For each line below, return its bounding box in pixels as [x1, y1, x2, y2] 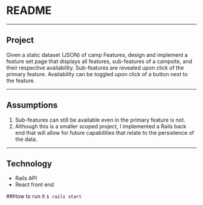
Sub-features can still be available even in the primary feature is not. [14, 116, 185, 123]
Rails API [14, 175, 37, 182]
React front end [14, 181, 54, 188]
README [6, 4, 52, 18]
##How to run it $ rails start [6, 193, 82, 200]
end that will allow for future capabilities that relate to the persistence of [14, 129, 195, 136]
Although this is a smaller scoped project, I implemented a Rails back [14, 122, 187, 130]
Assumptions [6, 100, 58, 111]
